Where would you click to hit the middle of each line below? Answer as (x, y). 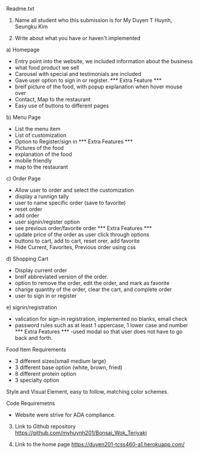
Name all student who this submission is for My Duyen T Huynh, (94, 20)
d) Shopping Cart (27, 259)
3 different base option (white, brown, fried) (69, 367)
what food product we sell (47, 68)
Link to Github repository (45, 426)
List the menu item (38, 129)
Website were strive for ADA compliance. (65, 415)
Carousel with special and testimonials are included (78, 74)
